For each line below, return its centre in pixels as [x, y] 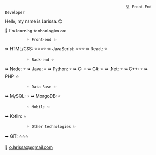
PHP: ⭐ [12, 76]
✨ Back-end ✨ [40, 60]
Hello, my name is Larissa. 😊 [34, 21]
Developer [15, 12]
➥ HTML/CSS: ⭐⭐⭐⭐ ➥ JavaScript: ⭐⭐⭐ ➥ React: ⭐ [56, 49]
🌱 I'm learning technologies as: [36, 31]
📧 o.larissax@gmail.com [29, 147]
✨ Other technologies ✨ [51, 127]
